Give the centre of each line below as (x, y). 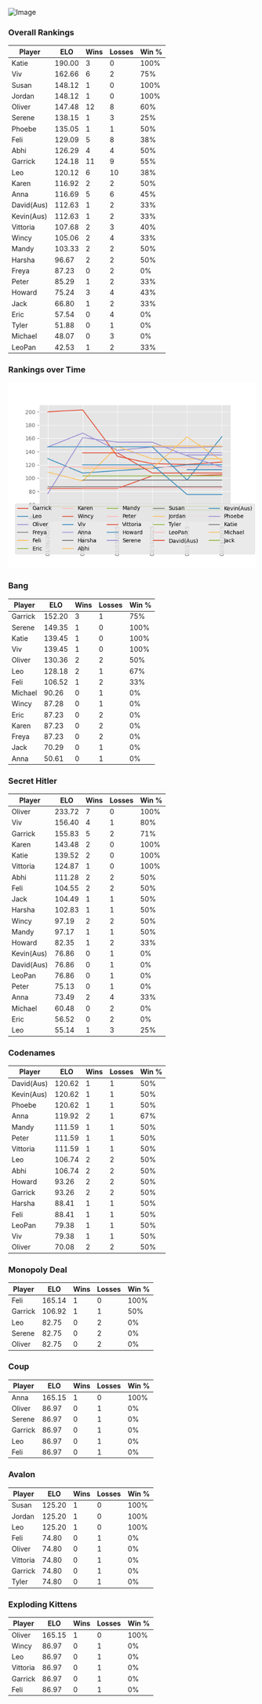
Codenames (32, 1052)
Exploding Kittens (43, 1604)
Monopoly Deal (38, 1270)
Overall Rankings (41, 32)
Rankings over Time (47, 369)
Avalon (22, 1475)
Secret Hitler (33, 781)
